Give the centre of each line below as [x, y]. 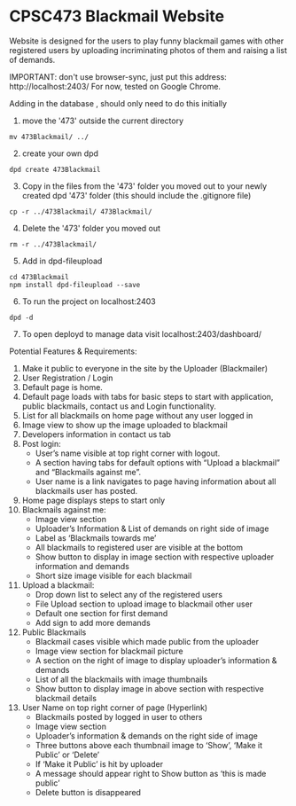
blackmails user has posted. [86, 490]
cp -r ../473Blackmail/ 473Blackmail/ [81, 211]
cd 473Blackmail [39, 277]
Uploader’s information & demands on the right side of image [147, 736]
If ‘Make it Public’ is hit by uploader [99, 763]
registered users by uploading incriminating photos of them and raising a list [148, 50]
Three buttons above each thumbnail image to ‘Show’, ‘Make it [149, 745]
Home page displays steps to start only [93, 500]
